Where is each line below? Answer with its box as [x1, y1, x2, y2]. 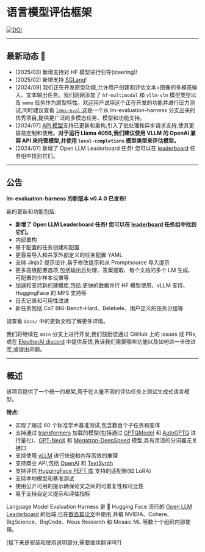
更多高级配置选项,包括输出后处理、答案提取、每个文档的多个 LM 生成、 [15, 266, 194, 274]
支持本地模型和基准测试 [15, 475, 74, 482]
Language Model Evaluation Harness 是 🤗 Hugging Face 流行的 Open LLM [6, 503, 192, 511]
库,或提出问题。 [6, 345, 46, 353]
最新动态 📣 [6, 51, 46, 62]
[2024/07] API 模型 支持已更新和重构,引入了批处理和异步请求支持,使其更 [15, 121, 195, 129]
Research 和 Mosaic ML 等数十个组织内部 [81, 518, 185, 526]
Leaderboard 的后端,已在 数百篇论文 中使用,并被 [6, 511, 124, 518]
